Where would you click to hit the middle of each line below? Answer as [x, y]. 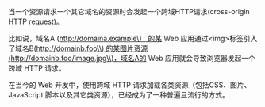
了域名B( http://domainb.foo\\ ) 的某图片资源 [78, 48]
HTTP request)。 [36, 21]
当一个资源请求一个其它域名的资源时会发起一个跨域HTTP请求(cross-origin [129, 11]
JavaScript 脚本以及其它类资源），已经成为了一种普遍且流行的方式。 [119, 95]
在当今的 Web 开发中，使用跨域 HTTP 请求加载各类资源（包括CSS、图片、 [130, 85]
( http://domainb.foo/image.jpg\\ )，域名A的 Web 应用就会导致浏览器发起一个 [132, 58]
